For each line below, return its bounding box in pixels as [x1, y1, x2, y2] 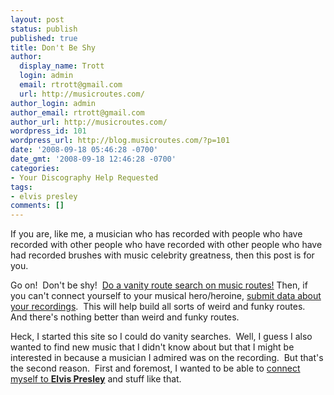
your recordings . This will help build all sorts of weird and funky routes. [10, 301, 306, 313]
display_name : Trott [19, 61, 105, 71]
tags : [10, 182, 33, 192]
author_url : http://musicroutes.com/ [10, 117, 168, 127]
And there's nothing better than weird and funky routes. [10, 311, 240, 323]
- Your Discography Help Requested [10, 172, 159, 183]
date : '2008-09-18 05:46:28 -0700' [10, 145, 159, 155]
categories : [10, 163, 60, 173]
